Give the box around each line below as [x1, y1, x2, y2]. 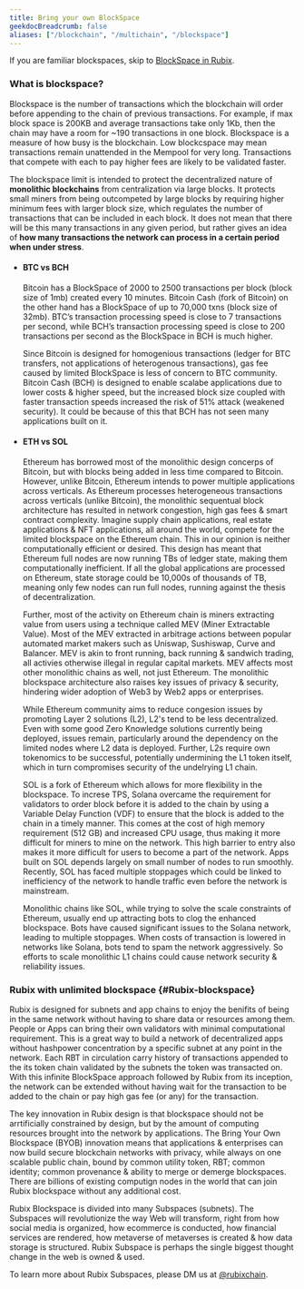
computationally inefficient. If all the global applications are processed [22, 563, 286, 574]
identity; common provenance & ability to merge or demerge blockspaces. [9, 1166, 287, 1177]
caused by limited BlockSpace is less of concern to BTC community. [22, 367, 279, 378]
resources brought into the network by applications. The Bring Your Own [9, 1127, 281, 1139]
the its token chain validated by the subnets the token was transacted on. [9, 1062, 283, 1073]
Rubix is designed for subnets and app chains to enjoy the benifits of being [9, 1004, 289, 1015]
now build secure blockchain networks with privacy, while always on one [9, 1147, 281, 1158]
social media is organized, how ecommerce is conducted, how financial [9, 1223, 277, 1234]
